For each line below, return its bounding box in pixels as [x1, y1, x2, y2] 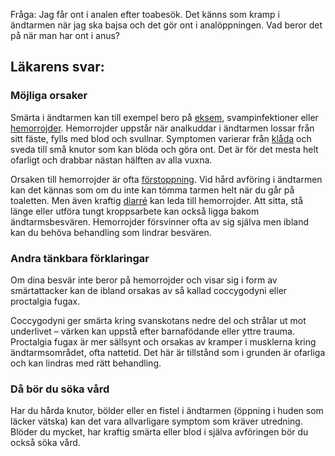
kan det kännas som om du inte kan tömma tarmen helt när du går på [10, 184, 295, 196]
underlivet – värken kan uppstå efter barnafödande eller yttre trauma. [10, 325, 295, 337]
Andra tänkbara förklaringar [10, 251, 150, 265]
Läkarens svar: [10, 59, 105, 76]
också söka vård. [10, 437, 81, 449]
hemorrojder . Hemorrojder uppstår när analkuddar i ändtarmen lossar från [10, 122, 315, 134]
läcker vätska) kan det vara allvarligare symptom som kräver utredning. [10, 415, 303, 428]
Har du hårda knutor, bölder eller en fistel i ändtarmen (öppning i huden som [10, 405, 324, 417]
